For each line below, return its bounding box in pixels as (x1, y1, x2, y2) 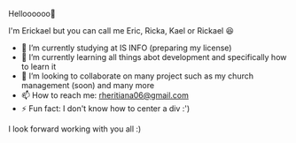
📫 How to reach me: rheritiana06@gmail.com (20, 90, 190, 101)
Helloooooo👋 (8, 9, 56, 19)
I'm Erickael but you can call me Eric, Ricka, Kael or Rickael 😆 (8, 26, 234, 35)
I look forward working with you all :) (8, 124, 142, 134)
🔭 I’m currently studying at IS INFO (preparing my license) (20, 42, 232, 53)
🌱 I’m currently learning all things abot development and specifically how (20, 52, 287, 62)
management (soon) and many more (20, 80, 155, 90)
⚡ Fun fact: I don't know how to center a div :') (20, 103, 191, 114)
